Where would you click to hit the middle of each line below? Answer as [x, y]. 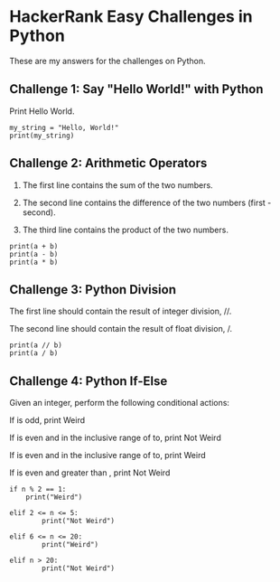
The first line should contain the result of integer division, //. [121, 311]
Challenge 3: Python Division [93, 290]
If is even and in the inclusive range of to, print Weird [107, 455]
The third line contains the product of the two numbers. [125, 230]
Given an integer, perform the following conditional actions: [120, 403]
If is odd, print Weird [47, 420]
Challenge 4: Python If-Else [89, 381]
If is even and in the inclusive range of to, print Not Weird [115, 438]
